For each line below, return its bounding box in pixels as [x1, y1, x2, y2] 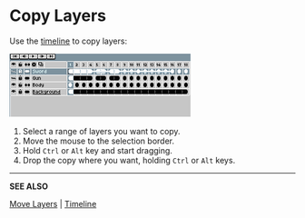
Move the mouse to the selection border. [22, 135, 175, 146]
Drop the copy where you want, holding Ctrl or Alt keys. [22, 154, 236, 165]
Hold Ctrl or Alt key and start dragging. [22, 144, 172, 155]
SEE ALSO [9, 181, 48, 192]
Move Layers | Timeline [9, 198, 97, 209]
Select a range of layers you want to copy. [22, 125, 181, 136]
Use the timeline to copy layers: [9, 35, 128, 46]
